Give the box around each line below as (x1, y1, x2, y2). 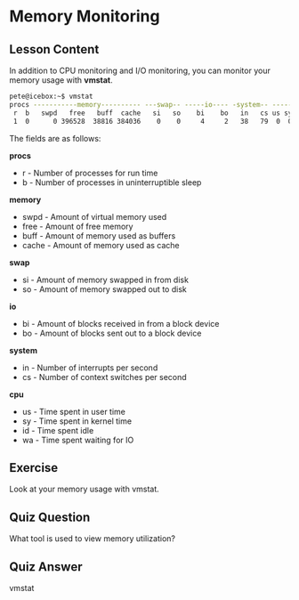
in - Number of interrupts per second (21, 362, 158, 373)
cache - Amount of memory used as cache (21, 239, 180, 250)
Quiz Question (9, 509, 91, 524)
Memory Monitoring (9, 6, 160, 27)
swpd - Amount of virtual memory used (21, 211, 167, 222)
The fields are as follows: (9, 133, 101, 143)
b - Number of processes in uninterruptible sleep (21, 176, 202, 188)
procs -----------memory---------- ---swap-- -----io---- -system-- (9, 100, 269, 109)
